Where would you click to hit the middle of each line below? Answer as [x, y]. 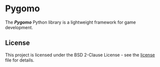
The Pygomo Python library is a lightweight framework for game [71, 22]
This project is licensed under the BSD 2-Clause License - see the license [80, 55]
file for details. [20, 60]
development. [19, 27]
